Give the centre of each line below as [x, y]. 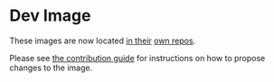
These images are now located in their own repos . [103, 41]
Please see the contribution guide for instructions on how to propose [137, 58]
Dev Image [50, 16]
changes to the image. [51, 68]
